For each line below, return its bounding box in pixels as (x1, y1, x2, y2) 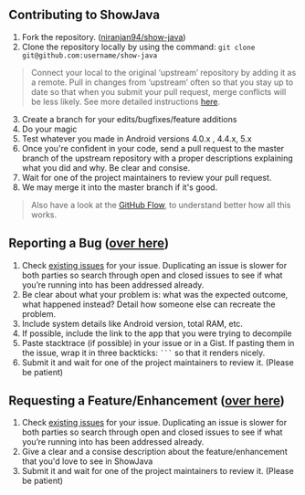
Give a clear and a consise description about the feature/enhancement (21, 447, 289, 458)
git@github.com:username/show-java (21, 50, 158, 60)
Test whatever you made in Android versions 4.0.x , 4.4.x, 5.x (21, 132, 252, 144)
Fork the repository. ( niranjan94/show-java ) (21, 31, 186, 42)
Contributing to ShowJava (8, 7, 161, 23)
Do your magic (21, 123, 78, 134)
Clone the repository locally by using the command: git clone (21, 41, 256, 52)
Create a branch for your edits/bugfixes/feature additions (21, 113, 237, 124)
